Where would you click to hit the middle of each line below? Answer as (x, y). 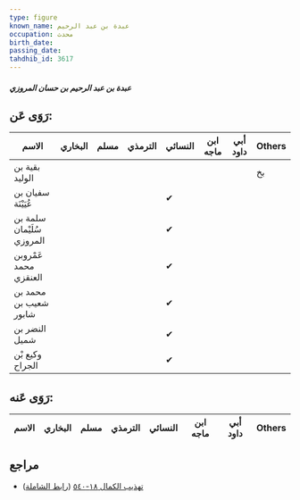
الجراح (26, 365)
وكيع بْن (28, 354)
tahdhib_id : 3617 (42, 59)
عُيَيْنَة (23, 204)
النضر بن (30, 329)
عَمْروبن (28, 255)
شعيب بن (31, 303)
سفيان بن (32, 193)
